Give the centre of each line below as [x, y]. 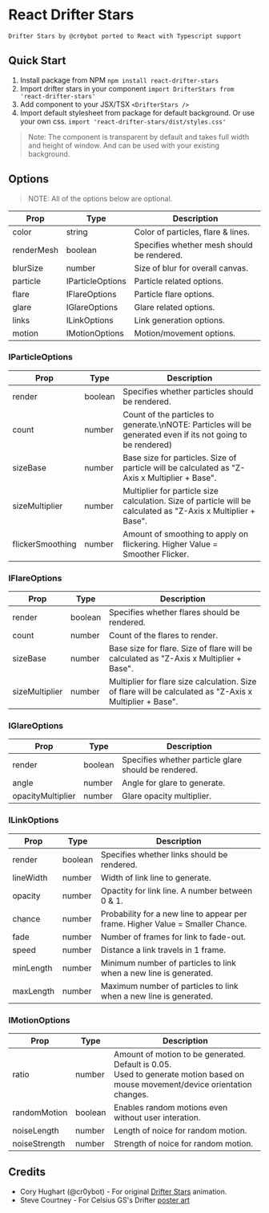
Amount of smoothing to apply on [186, 534]
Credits [27, 1172]
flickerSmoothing [44, 543]
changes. [131, 1095]
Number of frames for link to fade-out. [173, 937]
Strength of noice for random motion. [183, 1144]
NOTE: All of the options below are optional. [100, 198]
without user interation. [157, 1117]
